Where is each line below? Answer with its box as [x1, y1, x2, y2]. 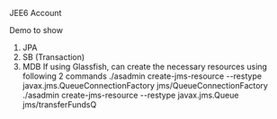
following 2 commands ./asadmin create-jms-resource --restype [22, 71, 263, 81]
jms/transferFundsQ [22, 99, 97, 110]
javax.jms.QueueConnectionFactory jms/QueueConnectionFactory [22, 81, 268, 90]
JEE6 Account [9, 8, 62, 18]
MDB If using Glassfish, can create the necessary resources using [22, 62, 268, 72]
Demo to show [9, 25, 63, 35]
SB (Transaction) [22, 52, 85, 62]
